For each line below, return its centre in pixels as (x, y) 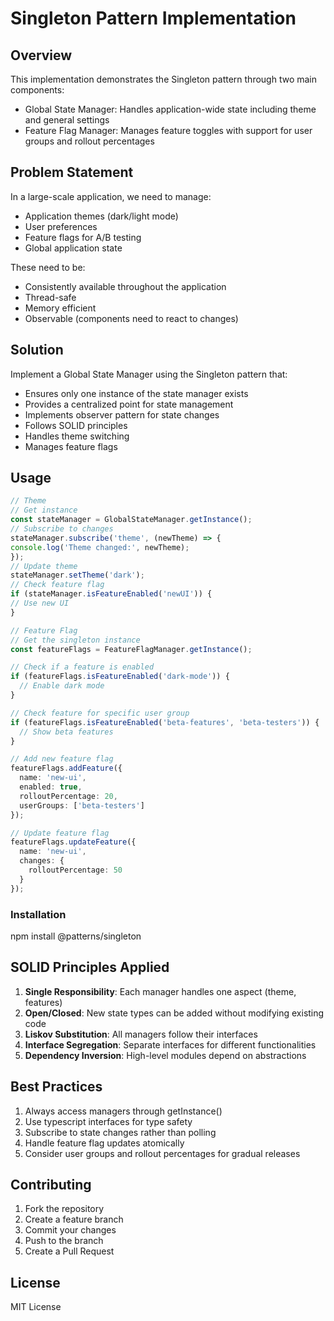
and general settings (67, 120)
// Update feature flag (60, 833)
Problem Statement (72, 172)
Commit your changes (70, 1230)
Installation (38, 914)
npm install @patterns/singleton (76, 936)
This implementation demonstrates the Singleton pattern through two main (164, 79)
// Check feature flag (57, 585)
